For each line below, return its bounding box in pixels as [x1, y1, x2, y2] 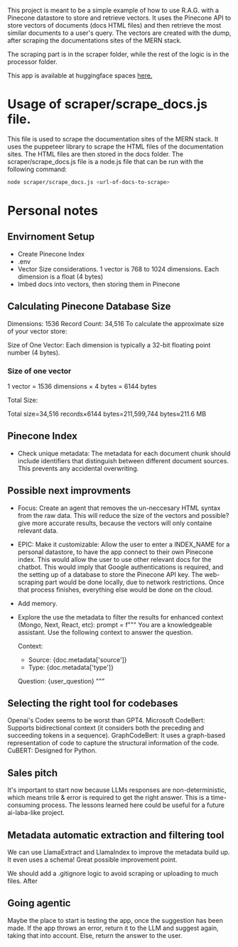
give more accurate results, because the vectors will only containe [17, 519, 212, 527]
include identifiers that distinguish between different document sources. [17, 456, 229, 465]
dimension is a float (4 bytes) [17, 272, 104, 281]
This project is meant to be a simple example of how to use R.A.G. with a [7, 6, 219, 14]
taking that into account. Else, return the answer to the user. [7, 931, 183, 940]
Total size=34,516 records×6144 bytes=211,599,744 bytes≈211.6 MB [7, 409, 207, 418]
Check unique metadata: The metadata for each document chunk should [17, 449, 231, 458]
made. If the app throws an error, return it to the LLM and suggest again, [7, 924, 219, 932]
